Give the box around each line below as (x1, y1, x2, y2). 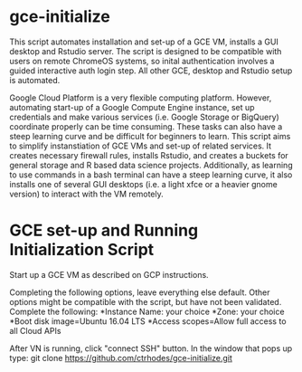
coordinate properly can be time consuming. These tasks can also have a (9, 120, 283, 132)
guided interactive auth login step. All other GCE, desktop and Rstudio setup (9, 65, 293, 76)
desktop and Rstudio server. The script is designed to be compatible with (9, 45, 282, 56)
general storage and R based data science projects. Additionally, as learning (9, 159, 293, 170)
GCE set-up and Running (9, 220, 199, 241)
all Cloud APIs (9, 325, 61, 336)
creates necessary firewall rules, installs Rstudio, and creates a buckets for (9, 149, 289, 160)
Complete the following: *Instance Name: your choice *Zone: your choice (9, 306, 285, 317)
